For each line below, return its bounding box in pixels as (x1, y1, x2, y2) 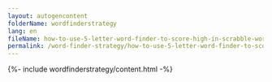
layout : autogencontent (7, 11, 89, 20)
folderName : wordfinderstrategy (7, 19, 117, 28)
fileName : (7, 34, 41, 43)
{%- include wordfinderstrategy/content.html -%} (7, 64, 174, 74)
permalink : (7, 42, 45, 50)
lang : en (7, 27, 37, 35)
